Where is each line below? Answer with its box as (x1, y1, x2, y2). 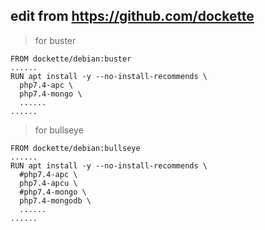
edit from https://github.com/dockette (10, 8, 255, 25)
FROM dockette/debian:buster (10, 54, 132, 64)
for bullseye (34, 124, 84, 136)
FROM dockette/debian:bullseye (10, 143, 141, 153)
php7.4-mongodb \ (19, 195, 92, 206)
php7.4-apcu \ (19, 178, 78, 188)
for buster (34, 34, 77, 46)
